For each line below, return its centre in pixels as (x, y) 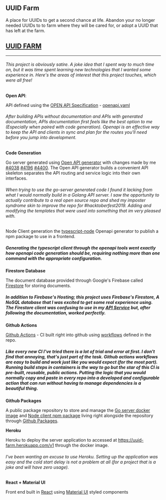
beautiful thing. (22, 388)
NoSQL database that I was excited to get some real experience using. (79, 302)
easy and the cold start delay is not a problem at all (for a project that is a (81, 462)
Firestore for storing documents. (38, 286)
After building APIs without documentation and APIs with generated (74, 116)
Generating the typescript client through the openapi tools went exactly (81, 248)
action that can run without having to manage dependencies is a (73, 383)
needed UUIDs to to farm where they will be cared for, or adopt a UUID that (82, 25)
